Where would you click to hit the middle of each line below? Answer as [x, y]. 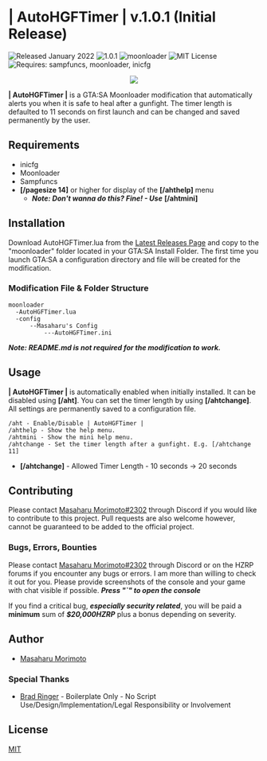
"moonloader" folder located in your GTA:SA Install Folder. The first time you [133, 251]
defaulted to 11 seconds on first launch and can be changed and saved [124, 111]
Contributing [41, 491]
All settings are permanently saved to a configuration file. [102, 408]
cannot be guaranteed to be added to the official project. [101, 527]
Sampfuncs [39, 181]
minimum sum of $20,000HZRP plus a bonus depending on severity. [122, 614]
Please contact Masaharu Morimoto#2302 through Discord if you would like [133, 510]
